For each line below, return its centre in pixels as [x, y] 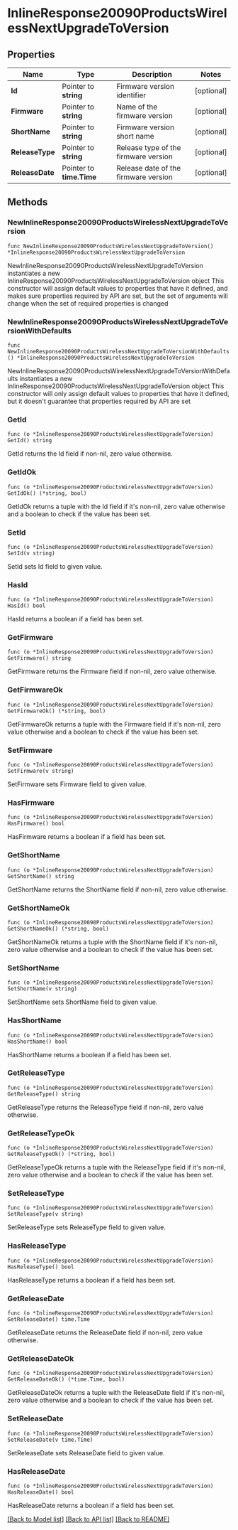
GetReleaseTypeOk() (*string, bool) [61, 1154]
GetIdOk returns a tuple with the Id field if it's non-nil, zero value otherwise [116, 506]
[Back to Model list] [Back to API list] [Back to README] [89, 1519]
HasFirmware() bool [36, 824]
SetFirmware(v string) [41, 771]
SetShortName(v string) [42, 989]
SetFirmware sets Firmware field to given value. [77, 784]
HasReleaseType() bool [41, 1267]
